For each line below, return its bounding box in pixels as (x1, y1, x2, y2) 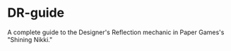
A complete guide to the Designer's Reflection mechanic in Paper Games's (7, 28, 225, 36)
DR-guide (7, 5, 65, 21)
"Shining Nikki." (7, 35, 53, 43)
